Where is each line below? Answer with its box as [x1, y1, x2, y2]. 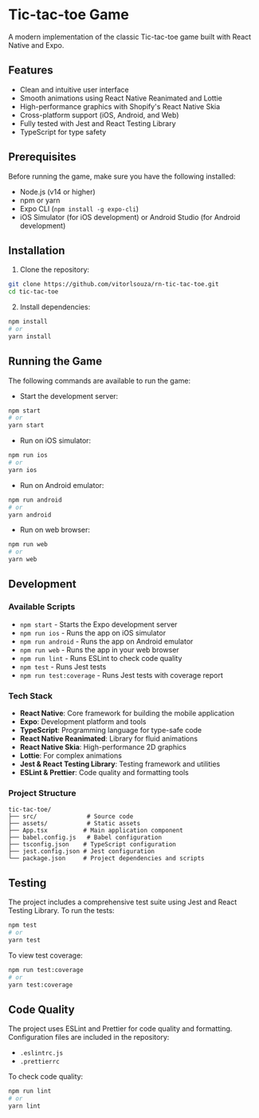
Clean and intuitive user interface [19, 85, 129, 94]
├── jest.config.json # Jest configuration [8, 848, 155, 856]
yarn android [8, 510, 52, 519]
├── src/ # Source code [8, 813, 134, 821]
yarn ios [8, 466, 37, 474]
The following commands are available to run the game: [8, 376, 191, 385]
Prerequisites [8, 150, 77, 164]
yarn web [8, 556, 37, 564]
